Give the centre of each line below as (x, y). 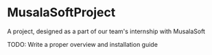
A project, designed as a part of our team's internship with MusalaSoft (106, 31)
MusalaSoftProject (61, 13)
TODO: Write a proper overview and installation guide (82, 44)
